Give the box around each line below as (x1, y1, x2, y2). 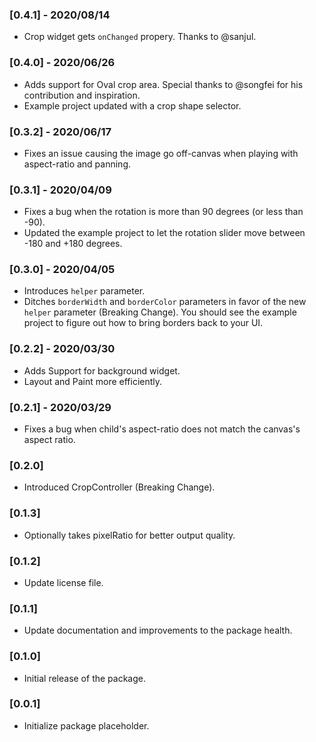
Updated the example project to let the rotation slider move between (23, 227, 306, 239)
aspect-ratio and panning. (23, 158, 131, 170)
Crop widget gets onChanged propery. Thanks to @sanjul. (23, 31, 257, 43)
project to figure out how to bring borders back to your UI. (23, 317, 264, 329)
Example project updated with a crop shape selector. (23, 99, 242, 112)
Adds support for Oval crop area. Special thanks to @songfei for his (23, 78, 304, 90)
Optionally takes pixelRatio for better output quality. (23, 529, 236, 541)
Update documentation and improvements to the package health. (23, 624, 293, 637)
